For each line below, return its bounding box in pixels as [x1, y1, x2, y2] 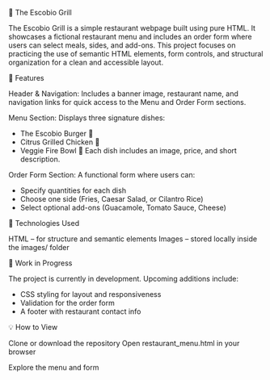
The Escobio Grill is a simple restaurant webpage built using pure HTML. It [8, 23, 256, 32]
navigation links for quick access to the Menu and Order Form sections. [8, 98, 247, 106]
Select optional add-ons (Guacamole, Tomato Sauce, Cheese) [19, 203, 226, 212]
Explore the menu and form [8, 363, 99, 372]
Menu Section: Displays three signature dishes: [8, 113, 166, 123]
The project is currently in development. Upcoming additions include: [8, 274, 238, 283]
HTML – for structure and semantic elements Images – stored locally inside [8, 234, 257, 244]
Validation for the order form [19, 299, 116, 307]
